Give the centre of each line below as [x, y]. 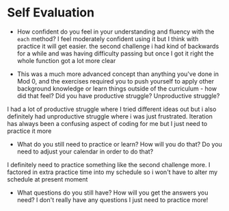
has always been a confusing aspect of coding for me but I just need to [107, 123]
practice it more [29, 131]
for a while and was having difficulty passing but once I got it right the [115, 53]
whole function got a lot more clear [66, 60]
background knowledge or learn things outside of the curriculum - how [117, 88]
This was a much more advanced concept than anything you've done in [118, 74]
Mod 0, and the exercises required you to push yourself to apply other [115, 81]
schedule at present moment [48, 179]
